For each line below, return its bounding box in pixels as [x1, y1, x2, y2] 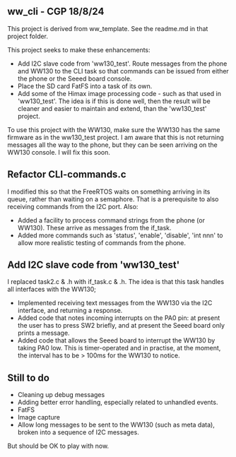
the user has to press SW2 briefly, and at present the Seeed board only [17, 321, 225, 330]
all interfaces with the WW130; [7, 285, 97, 294]
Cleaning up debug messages [17, 391, 105, 399]
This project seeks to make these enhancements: [7, 45, 151, 54]
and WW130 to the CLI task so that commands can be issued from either [17, 66, 230, 75]
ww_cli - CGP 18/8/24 [7, 6, 105, 18]
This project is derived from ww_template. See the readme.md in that [7, 24, 208, 32]
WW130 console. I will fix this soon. [7, 148, 111, 156]
